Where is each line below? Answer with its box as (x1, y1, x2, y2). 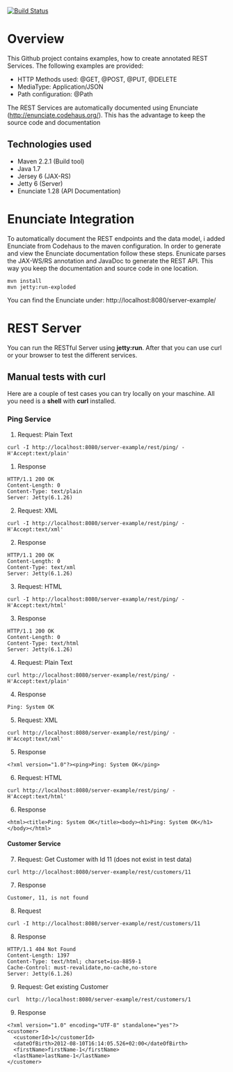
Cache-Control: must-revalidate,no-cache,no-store (7, 964, 157, 971)
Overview (7, 31, 65, 47)
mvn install (7, 277, 42, 284)
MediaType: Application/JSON (17, 82, 104, 91)
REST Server (7, 320, 82, 336)
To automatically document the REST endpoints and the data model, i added (7, 234, 225, 242)
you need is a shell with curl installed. (7, 397, 116, 405)
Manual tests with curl (7, 371, 106, 383)
